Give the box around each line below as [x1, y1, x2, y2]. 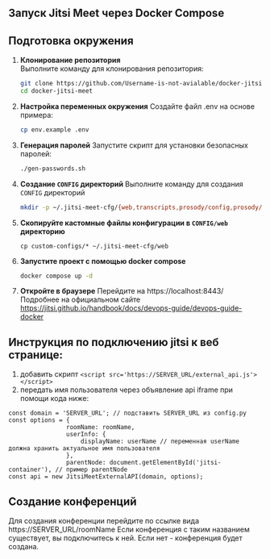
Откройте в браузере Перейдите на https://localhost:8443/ [19, 286, 224, 296]
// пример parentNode [55, 465, 128, 474]
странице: [8, 348, 63, 361]
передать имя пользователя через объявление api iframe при [19, 385, 234, 394]
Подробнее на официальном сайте [19, 294, 141, 305]
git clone [19, 80, 54, 88]
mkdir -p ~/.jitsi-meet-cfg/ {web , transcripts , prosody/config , [19, 203, 234, 211]
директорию [19, 226, 66, 236]
